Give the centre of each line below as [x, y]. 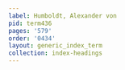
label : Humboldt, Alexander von [62, 16]
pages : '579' [30, 31]
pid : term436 [30, 23]
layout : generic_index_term [56, 46]
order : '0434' [32, 38]
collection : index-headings [56, 53]
